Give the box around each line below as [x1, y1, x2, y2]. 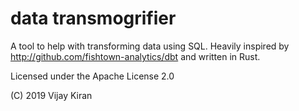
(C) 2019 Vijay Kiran [10, 89, 93, 101]
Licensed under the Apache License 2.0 [10, 70, 175, 82]
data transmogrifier [10, 7, 177, 30]
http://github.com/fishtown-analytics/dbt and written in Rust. [10, 50, 261, 62]
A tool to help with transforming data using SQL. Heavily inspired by [10, 40, 290, 52]
